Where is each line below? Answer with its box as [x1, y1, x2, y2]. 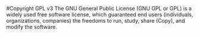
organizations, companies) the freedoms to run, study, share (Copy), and [6, 17, 185, 24]
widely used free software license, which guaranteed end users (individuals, [6, 11, 194, 18]
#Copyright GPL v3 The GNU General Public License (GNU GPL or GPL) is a [6, 5, 192, 12]
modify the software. [6, 23, 58, 30]
